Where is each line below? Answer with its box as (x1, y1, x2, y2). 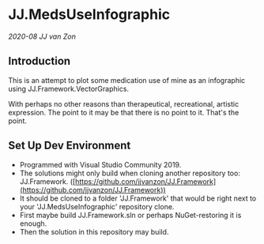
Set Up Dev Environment (8, 139, 131, 152)
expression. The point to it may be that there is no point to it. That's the (8, 107, 239, 117)
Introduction (8, 54, 71, 68)
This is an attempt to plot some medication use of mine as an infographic (8, 75, 246, 84)
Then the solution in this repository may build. (19, 227, 169, 236)
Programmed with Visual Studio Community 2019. (19, 160, 182, 169)
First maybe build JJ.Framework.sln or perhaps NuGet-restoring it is (19, 210, 242, 220)
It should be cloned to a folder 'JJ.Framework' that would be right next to (19, 193, 257, 203)
